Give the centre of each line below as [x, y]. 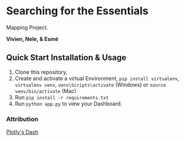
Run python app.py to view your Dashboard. [68, 104]
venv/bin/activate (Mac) [46, 91]
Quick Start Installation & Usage [66, 58]
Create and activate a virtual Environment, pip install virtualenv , [97, 78]
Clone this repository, [41, 72]
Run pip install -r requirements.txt [62, 97]
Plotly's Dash [22, 132]
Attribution [22, 119]
